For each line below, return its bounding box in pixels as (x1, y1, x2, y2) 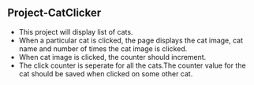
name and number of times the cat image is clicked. (18, 43, 188, 54)
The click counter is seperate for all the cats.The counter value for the (18, 61, 246, 70)
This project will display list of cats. (18, 27, 133, 36)
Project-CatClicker (7, 6, 102, 20)
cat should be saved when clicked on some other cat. (18, 68, 193, 78)
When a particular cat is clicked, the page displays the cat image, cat (18, 35, 244, 45)
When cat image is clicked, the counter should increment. (18, 52, 207, 61)
